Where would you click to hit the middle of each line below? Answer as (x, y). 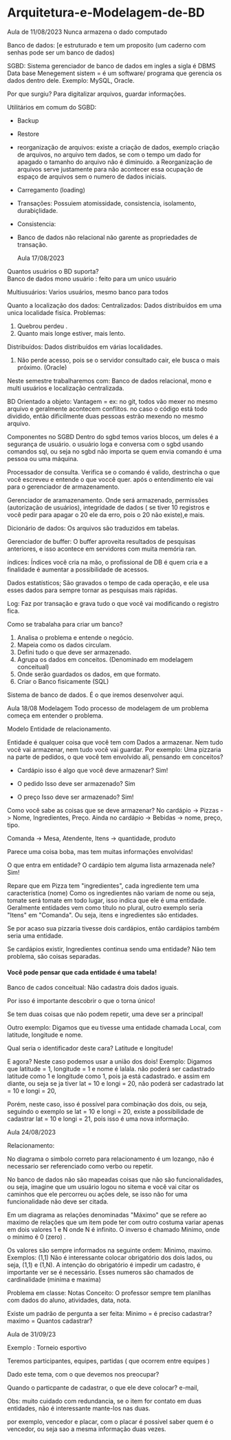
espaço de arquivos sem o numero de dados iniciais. (92, 176)
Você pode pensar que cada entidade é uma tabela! (82, 972)
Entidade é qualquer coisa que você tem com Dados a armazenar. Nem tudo (115, 742)
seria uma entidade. (35, 935)
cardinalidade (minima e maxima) (54, 1279)
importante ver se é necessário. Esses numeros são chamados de (100, 1272)
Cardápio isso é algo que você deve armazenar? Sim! (92, 770)
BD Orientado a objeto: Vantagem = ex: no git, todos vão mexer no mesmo (112, 401)
